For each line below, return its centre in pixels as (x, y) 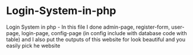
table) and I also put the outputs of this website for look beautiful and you (96, 39)
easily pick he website (33, 46)
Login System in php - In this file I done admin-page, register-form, (88, 27)
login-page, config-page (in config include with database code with (104, 33)
